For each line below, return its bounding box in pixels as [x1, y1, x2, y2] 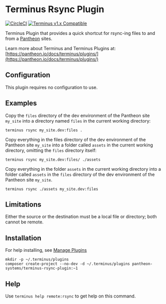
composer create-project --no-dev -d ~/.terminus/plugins [5, 261, 130, 267]
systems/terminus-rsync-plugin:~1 [5, 266, 78, 271]
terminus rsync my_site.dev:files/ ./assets [5, 157, 101, 162]
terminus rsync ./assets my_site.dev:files [5, 186, 99, 192]
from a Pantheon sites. [5, 35, 53, 42]
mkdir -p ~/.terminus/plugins [5, 257, 69, 262]
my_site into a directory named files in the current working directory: [5, 118, 151, 124]
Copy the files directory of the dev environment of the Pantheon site [5, 112, 150, 119]
